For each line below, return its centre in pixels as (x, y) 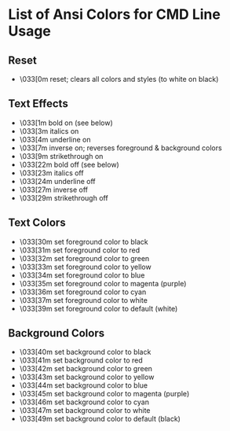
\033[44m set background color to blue (84, 385)
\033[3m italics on (49, 131)
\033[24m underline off (57, 181)
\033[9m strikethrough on (61, 156)
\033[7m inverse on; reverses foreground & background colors (120, 148)
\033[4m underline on (55, 139)
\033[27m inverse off (54, 190)
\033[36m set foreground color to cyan (83, 292)
